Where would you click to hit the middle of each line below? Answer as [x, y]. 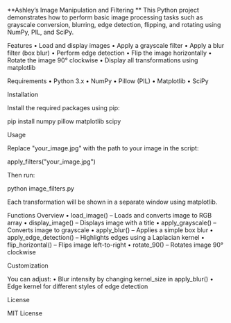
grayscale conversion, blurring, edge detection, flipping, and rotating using [114, 25]
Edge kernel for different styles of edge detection [78, 286]
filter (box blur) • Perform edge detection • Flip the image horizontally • [110, 53]
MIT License [25, 313]
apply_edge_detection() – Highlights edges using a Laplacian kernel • [106, 237]
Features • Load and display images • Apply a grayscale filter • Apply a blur [116, 45]
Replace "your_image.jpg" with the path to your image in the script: [103, 148]
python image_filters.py [41, 189]
